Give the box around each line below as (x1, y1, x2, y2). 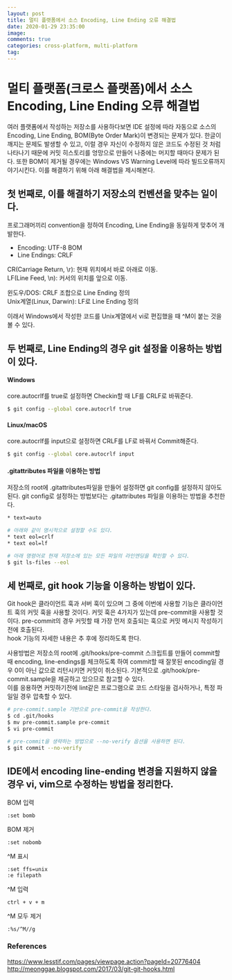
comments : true (7, 36, 51, 43)
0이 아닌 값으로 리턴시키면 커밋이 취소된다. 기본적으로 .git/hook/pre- (14, 667, 201, 675)
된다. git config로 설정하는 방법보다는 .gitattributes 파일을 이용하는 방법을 (7, 492, 207, 500)
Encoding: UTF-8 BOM (17, 243, 82, 252)
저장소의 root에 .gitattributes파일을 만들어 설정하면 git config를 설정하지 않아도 (7, 483, 222, 492)
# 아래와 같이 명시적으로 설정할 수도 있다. (7, 527, 113, 534)
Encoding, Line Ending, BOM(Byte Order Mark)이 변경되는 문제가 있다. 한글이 (7, 131, 222, 139)
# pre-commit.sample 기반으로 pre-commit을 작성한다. (7, 706, 152, 713)
